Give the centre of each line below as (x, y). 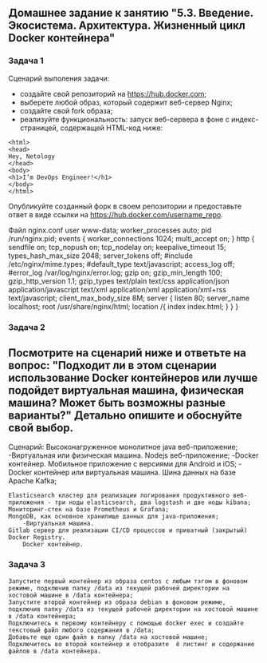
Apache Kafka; (33, 481)
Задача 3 (27, 565)
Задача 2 (27, 327)
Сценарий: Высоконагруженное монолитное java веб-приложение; (123, 447)
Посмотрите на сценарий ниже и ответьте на (128, 353)
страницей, (39, 128)
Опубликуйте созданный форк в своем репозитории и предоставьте (125, 206)
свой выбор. (41, 428)
